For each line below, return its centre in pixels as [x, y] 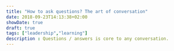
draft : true [21, 28]
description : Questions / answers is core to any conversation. [87, 39]
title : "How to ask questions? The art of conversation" [77, 11]
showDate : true [25, 22]
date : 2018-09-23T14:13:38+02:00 [47, 17]
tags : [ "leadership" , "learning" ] [47, 33]
